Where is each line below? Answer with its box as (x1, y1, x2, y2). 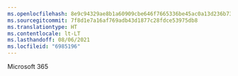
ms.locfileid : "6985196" (7, 43, 81, 50)
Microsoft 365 (7, 63, 49, 70)
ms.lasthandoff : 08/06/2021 (7, 37, 91, 44)
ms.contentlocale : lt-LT (7, 30, 81, 37)
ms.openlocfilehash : (7, 10, 69, 18)
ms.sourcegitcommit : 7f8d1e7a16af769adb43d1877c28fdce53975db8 (7, 17, 198, 24)
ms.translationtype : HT (7, 23, 78, 30)
